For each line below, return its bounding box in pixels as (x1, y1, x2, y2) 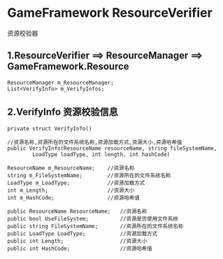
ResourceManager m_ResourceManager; (7, 79, 114, 86)
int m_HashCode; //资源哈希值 (7, 194, 140, 201)
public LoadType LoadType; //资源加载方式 (7, 230, 158, 237)
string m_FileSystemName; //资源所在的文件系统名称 (7, 171, 171, 179)
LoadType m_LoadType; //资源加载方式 (7, 179, 145, 186)
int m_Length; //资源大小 (7, 187, 135, 194)
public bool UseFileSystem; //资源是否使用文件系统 (7, 215, 178, 222)
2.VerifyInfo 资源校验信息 (7, 106, 119, 118)
